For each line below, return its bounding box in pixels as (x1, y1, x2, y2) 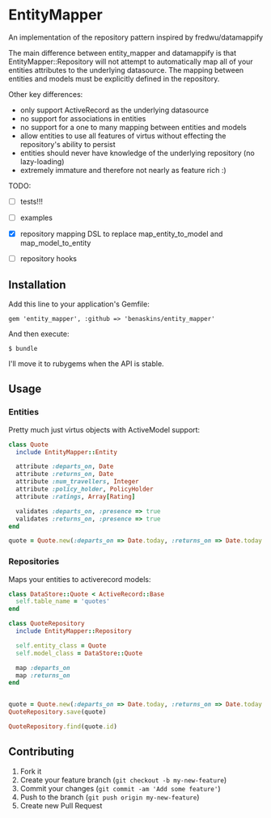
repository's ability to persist (19, 139, 116, 149)
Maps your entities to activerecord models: (8, 574, 151, 584)
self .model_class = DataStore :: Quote (15, 649, 143, 657)
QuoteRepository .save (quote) (8, 708, 107, 716)
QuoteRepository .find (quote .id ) (8, 723, 117, 731)
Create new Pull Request (19, 800, 103, 810)
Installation (8, 277, 66, 292)
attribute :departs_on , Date (15, 462, 114, 470)
